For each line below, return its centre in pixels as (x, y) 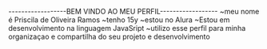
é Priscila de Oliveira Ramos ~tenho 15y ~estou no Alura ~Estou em (119, 20)
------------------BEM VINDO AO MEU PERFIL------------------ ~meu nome (134, 11)
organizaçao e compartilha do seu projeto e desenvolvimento (109, 36)
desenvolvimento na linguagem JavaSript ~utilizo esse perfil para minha (127, 28)
